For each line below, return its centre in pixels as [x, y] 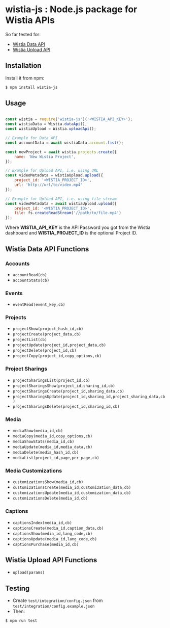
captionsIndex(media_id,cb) [42, 523]
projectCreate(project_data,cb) [47, 334]
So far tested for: [23, 34]
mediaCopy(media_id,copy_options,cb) [53, 436]
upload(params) [29, 573]
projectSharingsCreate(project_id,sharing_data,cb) [68, 391]
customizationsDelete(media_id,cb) [50, 499]
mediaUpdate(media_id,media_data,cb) [53, 447]
